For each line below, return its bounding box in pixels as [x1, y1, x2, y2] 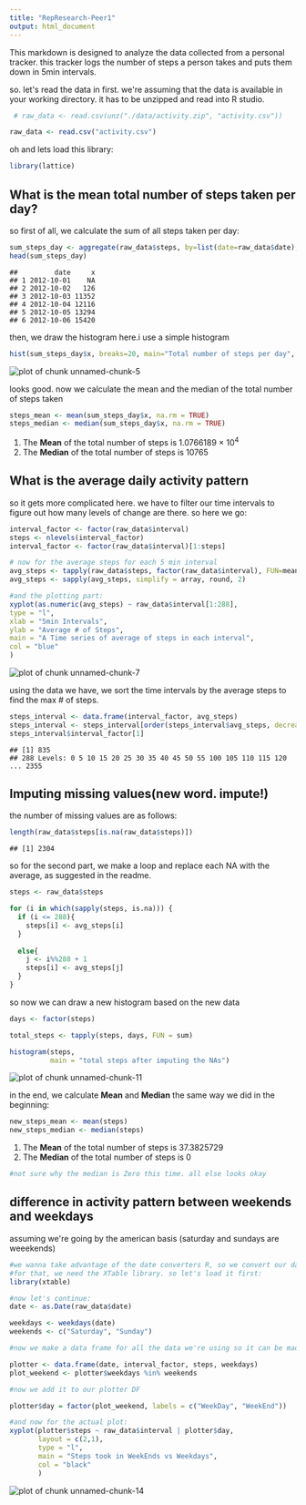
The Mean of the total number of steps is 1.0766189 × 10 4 [22, 435, 240, 447]
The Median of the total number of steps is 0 [22, 1152, 191, 1162]
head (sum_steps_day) [9, 251, 88, 261]
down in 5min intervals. [9, 66, 97, 77]
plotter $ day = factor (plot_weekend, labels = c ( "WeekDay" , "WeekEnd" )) [9, 1401, 287, 1410]
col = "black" [37, 1459, 92, 1469]
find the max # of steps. [9, 694, 99, 706]
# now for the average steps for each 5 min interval [9, 558, 219, 568]
